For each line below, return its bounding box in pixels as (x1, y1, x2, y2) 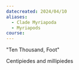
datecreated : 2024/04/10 (6, 8, 67, 15)
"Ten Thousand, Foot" (6, 46, 60, 53)
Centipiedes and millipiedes (6, 58, 74, 65)
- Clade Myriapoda (11, 19, 57, 25)
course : (6, 30, 25, 36)
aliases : (6, 14, 28, 20)
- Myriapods (11, 24, 41, 31)
